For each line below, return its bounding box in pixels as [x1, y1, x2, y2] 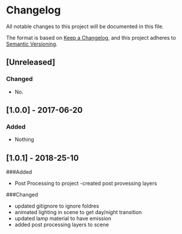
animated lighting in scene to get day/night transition [14, 209, 142, 216]
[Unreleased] [6, 57, 56, 67]
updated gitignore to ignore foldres [14, 202, 99, 209]
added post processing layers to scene [14, 221, 109, 228]
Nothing [14, 136, 34, 143]
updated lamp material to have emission [14, 215, 112, 222]
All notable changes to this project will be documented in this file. [6, 23, 164, 30]
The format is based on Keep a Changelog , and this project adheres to [6, 34, 176, 41]
